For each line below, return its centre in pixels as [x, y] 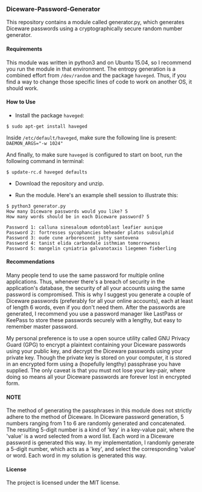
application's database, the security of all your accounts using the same [96, 288]
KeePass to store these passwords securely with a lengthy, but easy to [94, 320]
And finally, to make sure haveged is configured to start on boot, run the [94, 154]
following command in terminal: [45, 161]
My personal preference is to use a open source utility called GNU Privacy [98, 338]
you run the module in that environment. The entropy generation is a [91, 69]
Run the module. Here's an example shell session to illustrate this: [96, 195]
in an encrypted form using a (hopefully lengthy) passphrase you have [93, 364]
